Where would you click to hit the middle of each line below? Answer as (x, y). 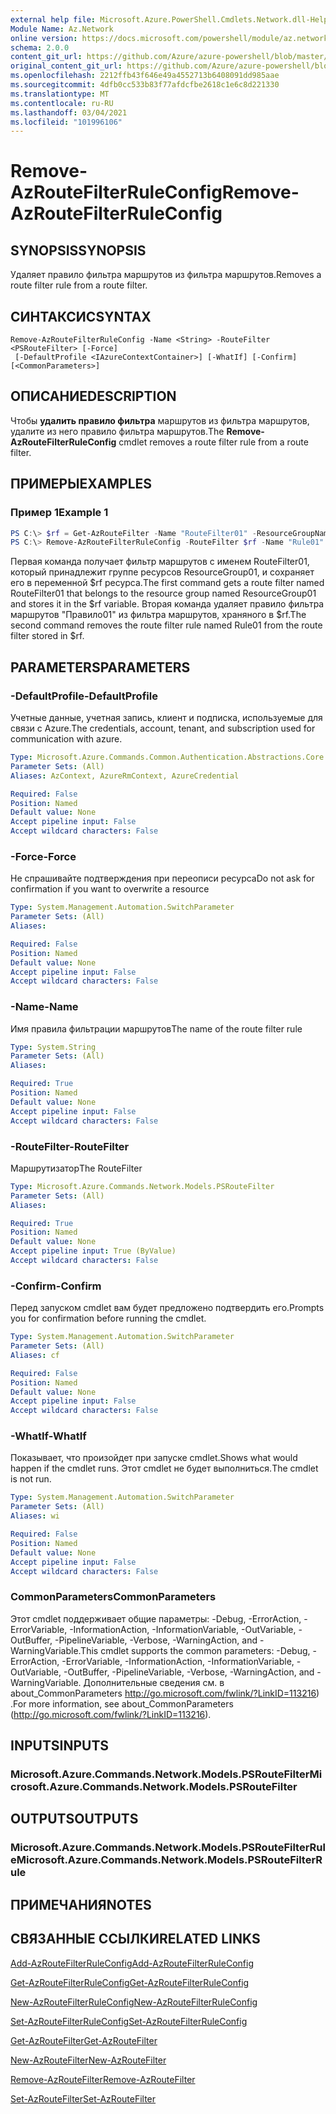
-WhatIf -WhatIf (48, 1436)
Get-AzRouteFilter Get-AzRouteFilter (84, 2040)
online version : (44, 38)
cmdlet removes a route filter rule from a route (213, 442)
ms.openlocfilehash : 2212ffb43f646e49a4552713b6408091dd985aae (145, 76)
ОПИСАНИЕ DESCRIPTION (93, 396)
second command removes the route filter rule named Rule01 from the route (166, 625)
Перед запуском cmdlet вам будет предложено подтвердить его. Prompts (167, 1308)
